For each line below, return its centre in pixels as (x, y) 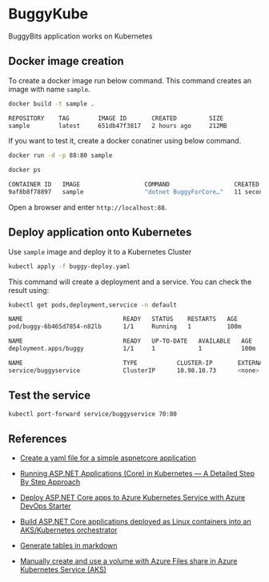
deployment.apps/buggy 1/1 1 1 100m (132, 349)
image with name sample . (49, 89)
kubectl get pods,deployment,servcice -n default (93, 305)
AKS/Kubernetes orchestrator (68, 530)
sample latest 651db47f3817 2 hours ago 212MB (118, 126)
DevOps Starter (46, 506)
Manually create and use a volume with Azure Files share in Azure (128, 561)
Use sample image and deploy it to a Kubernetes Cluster (100, 251)
